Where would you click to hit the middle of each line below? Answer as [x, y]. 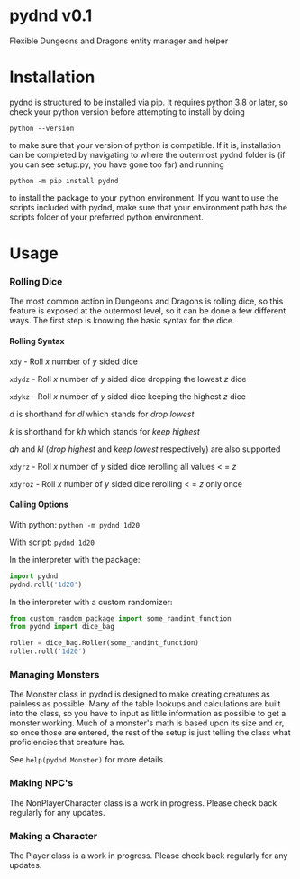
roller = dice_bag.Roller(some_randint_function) [105, 643]
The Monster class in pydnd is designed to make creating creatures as [140, 694]
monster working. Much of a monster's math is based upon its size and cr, [147, 723]
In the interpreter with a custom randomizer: [91, 602]
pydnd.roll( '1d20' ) [46, 584]
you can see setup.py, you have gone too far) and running [117, 164]
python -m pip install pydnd [64, 181]
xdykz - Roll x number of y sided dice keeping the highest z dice [127, 396]
